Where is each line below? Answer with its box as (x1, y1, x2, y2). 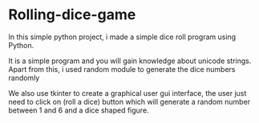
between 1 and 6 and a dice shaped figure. (8, 105, 150, 115)
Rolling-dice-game (8, 6, 136, 24)
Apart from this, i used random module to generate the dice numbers (8, 64, 236, 73)
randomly (8, 73, 40, 82)
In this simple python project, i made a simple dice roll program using (8, 32, 237, 42)
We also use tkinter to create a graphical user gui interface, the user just (8, 88, 247, 97)
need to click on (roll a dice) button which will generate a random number (8, 97, 251, 106)
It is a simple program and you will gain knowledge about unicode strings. (8, 56, 252, 65)
